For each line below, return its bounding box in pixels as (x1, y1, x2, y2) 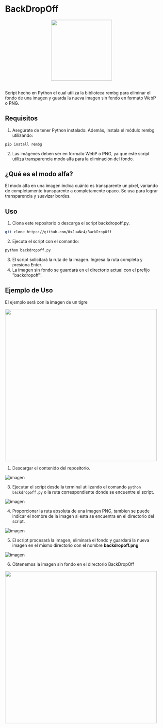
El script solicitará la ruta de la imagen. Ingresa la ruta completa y (12, 257, 143, 262)
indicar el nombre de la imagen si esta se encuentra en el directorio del (12, 513, 154, 519)
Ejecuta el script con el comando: (12, 239, 79, 244)
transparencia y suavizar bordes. (5, 193, 71, 199)
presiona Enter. (12, 262, 43, 267)
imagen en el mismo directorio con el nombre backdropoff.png (12, 542, 139, 548)
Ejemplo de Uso (5, 286, 53, 295)
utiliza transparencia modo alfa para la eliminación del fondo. (12, 156, 134, 162)
